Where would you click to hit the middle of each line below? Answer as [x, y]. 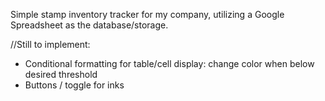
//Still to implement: [50, 44]
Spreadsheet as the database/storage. [89, 25]
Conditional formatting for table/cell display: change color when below [169, 63]
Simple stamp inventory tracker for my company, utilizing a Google [147, 14]
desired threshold [61, 74]
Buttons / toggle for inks [74, 85]
